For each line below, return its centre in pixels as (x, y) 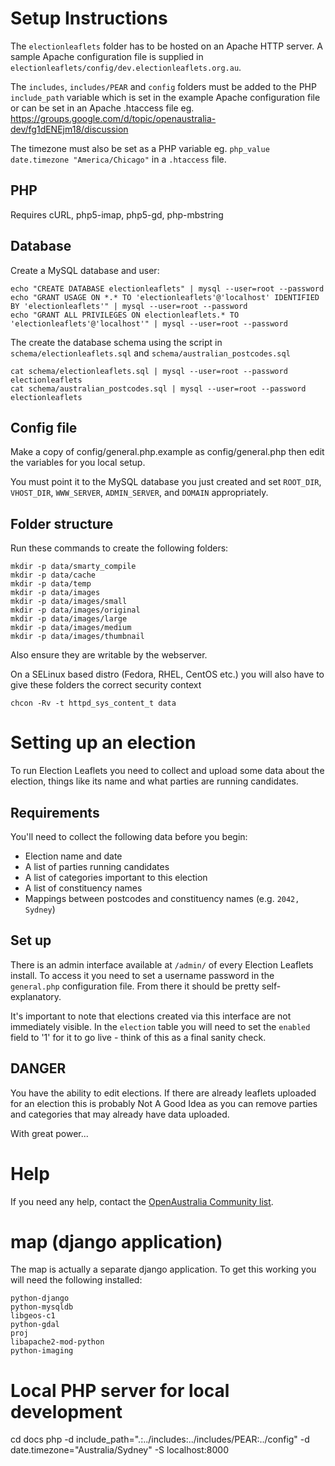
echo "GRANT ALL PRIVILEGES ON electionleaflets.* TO (125, 315)
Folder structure (62, 523)
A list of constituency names (83, 888)
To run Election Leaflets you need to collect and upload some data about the (167, 771)
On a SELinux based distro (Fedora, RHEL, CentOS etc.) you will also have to (167, 674)
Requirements (55, 812)
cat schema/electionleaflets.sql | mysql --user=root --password (149, 371)
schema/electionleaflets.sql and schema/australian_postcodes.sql (150, 353)
